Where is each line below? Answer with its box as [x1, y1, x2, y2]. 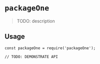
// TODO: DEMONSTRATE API [4, 54, 58, 59]
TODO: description [16, 18, 55, 24]
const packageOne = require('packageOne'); [4, 46, 96, 51]
